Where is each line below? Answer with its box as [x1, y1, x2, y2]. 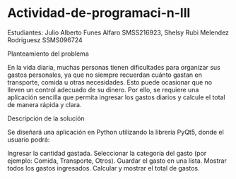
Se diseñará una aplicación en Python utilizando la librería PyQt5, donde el [7, 128, 224, 136]
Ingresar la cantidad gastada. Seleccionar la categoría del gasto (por [7, 149, 207, 157]
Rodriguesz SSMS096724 [7, 35, 83, 44]
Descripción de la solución [7, 114, 85, 123]
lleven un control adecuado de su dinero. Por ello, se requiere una [7, 85, 199, 94]
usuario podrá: [7, 135, 50, 144]
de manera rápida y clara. [7, 100, 82, 109]
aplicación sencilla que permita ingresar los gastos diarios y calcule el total [7, 93, 225, 101]
